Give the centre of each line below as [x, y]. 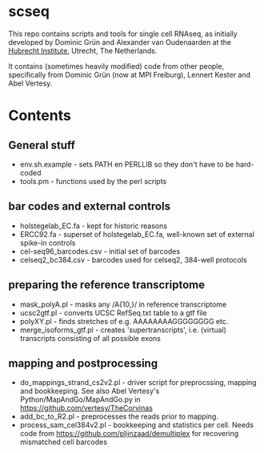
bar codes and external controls [89, 206]
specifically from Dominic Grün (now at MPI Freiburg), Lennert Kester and [129, 74]
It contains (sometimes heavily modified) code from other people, [116, 66]
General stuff [42, 145]
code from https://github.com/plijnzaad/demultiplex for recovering [129, 434]
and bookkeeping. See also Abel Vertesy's [90, 391]
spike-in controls [48, 243]
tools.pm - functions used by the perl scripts [93, 181]
